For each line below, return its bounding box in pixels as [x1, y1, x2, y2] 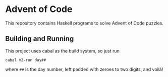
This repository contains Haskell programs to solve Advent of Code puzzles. [5, 20, 164, 26]
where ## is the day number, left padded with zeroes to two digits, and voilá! [5, 66, 163, 72]
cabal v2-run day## [5, 57, 46, 62]
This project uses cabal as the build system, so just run [5, 47, 120, 53]
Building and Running [5, 34, 74, 43]
